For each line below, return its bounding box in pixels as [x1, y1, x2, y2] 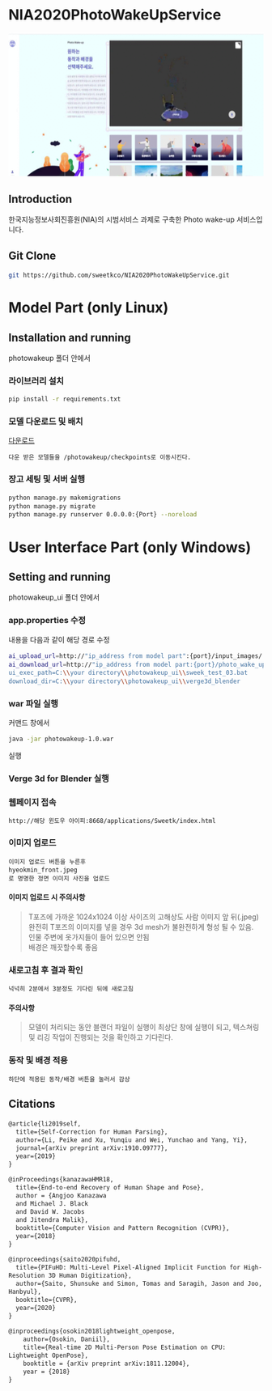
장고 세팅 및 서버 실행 [8, 473, 85, 485]
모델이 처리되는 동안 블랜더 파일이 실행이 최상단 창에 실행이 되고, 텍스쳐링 [28, 1022, 260, 1033]
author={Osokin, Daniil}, [23, 1335, 111, 1343]
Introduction [8, 192, 73, 206]
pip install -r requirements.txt [8, 395, 121, 404]
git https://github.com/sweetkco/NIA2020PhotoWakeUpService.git [8, 271, 230, 280]
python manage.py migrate [8, 502, 96, 511]
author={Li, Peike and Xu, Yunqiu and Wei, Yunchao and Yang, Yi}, [15, 1135, 249, 1144]
